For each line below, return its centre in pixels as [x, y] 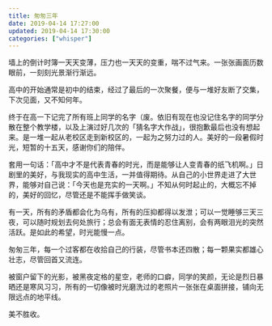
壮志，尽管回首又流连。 [47, 260]
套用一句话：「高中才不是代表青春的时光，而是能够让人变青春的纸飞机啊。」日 [136, 165]
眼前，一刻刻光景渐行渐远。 [55, 73]
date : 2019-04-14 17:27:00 [54, 23]
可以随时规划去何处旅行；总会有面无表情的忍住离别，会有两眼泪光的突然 [143, 222]
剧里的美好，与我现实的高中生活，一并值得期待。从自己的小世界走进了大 [129, 175]
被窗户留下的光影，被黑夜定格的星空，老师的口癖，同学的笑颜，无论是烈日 [132, 277]
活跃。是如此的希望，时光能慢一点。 [69, 232]
